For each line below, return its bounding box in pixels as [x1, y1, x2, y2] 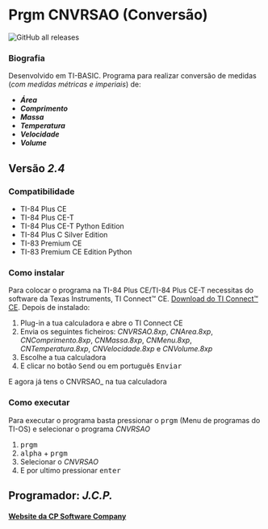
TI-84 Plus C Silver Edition [19, 229, 108, 239]
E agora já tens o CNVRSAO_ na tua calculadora [8, 377, 167, 387]
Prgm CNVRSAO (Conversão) [8, 6, 208, 24]
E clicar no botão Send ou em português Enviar [19, 361, 182, 371]
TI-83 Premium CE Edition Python [19, 246, 132, 256]
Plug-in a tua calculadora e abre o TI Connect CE [19, 318, 183, 328]
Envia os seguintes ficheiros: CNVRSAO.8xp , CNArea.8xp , [19, 327, 214, 337]
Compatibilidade [8, 186, 75, 197]
